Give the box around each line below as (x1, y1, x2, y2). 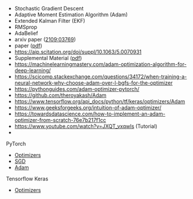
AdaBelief (14, 30, 38, 37)
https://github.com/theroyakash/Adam (14, 92, 107, 99)
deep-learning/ (14, 67, 51, 74)
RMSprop (14, 23, 38, 30)
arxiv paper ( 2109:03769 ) (14, 36, 76, 43)
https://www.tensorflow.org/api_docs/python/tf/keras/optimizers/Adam (14, 98, 185, 104)
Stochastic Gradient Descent (14, 5, 84, 12)
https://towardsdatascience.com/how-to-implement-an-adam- (14, 110, 166, 117)
